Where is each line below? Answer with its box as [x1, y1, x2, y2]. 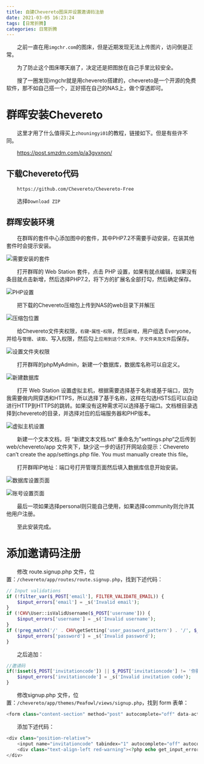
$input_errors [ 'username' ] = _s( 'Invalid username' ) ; [17, 616, 156, 622]
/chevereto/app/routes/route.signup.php [17, 576, 121, 582]
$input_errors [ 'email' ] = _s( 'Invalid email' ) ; [17, 599, 140, 605]
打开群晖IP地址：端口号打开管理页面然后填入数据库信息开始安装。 [17, 464, 182, 471]
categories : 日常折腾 [6, 26, 58, 32]
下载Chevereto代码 [6, 168, 79, 179]
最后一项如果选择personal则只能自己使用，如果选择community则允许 [17, 502, 189, 509]
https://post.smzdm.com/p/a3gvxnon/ [17, 149, 112, 157]
